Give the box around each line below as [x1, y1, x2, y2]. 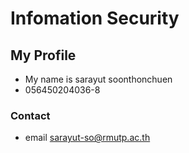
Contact [10, 108, 51, 122]
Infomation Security [10, 7, 180, 30]
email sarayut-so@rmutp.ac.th [24, 132, 151, 144]
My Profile [10, 47, 77, 64]
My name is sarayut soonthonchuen [24, 73, 173, 85]
